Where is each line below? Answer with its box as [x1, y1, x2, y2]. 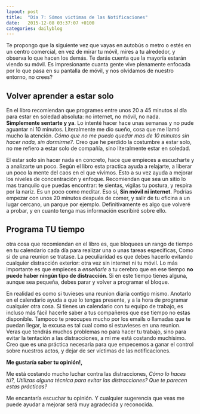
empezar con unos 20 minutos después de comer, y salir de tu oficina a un [6, 195, 190, 202]
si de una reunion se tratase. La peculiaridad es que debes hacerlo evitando [6, 253, 193, 260]
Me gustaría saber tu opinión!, [6, 358, 83, 366]
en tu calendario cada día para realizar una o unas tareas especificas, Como [6, 246, 194, 254]
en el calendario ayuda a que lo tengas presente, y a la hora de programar [6, 296, 189, 303]
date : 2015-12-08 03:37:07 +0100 [6, 20, 95, 26]
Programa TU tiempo [6, 225, 85, 235]
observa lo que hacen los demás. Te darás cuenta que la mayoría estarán [6, 54, 187, 62]
